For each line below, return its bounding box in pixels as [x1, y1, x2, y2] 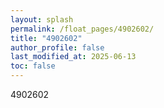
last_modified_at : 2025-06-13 [10, 52, 137, 62]
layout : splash [10, 14, 74, 25]
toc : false [10, 61, 56, 71]
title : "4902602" [10, 33, 83, 43]
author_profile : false [10, 42, 105, 53]
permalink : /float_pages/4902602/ [10, 24, 155, 34]
